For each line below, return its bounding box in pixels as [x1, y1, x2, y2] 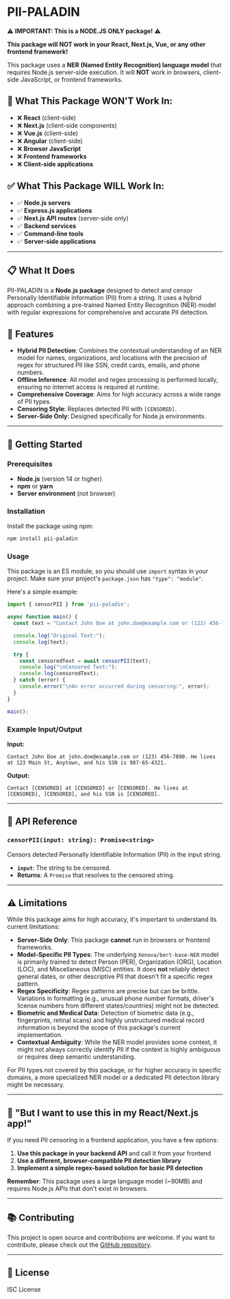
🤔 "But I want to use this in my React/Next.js [7, 1107, 199, 1118]
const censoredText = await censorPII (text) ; [19, 657, 152, 664]
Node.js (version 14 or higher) [16, 475, 103, 483]
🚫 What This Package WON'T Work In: [7, 95, 173, 107]
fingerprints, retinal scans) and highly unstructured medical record [16, 1016, 205, 1024]
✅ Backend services [16, 221, 77, 230]
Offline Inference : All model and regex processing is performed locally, [16, 376, 218, 384]
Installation [7, 506, 46, 516]
